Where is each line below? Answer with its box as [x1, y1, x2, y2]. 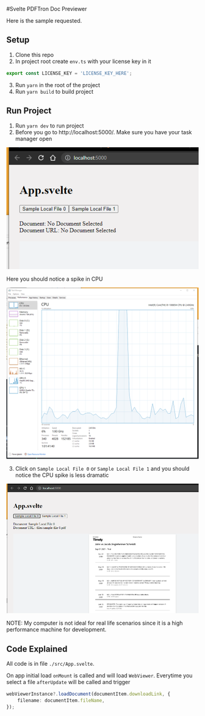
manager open [15, 135, 52, 142]
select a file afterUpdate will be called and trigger [6, 679, 131, 686]
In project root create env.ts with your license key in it [15, 58, 151, 65]
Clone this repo [15, 51, 54, 58]
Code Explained [6, 644, 68, 654]
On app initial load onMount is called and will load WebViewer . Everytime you [6, 672, 193, 679]
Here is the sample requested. [6, 17, 82, 24]
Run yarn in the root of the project [15, 81, 101, 88]
